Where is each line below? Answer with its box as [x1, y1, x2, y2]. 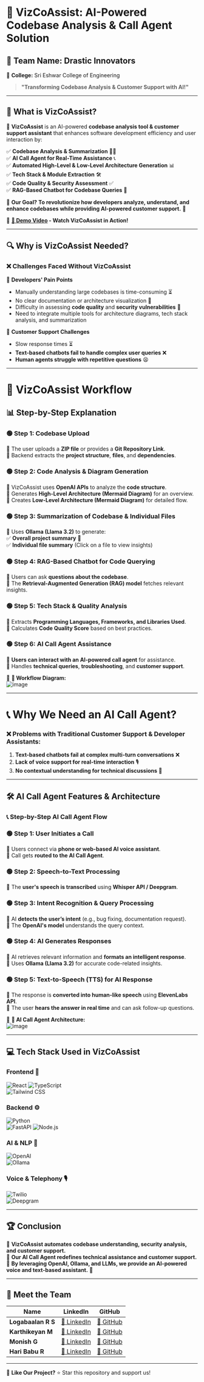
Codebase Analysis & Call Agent [6, 18, 172, 32]
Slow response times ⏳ [15, 340, 73, 347]
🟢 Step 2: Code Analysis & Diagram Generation [6, 468, 149, 476]
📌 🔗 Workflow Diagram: [6, 674, 67, 682]
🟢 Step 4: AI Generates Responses [6, 937, 112, 945]
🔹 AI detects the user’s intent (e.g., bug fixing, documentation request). [6, 915, 186, 922]
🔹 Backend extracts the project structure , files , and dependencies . [6, 452, 176, 459]
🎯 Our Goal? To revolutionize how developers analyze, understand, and [6, 198, 190, 206]
